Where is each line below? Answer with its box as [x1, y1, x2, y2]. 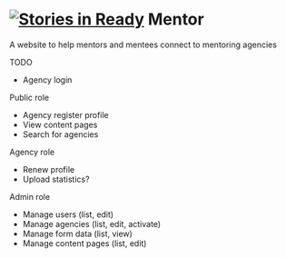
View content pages [22, 119, 98, 130]
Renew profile [22, 164, 75, 174]
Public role [9, 92, 50, 103]
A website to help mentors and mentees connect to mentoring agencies [9, 39, 277, 50]
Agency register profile [22, 109, 109, 120]
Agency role [9, 146, 55, 157]
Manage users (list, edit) [22, 209, 114, 220]
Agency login [22, 74, 73, 85]
